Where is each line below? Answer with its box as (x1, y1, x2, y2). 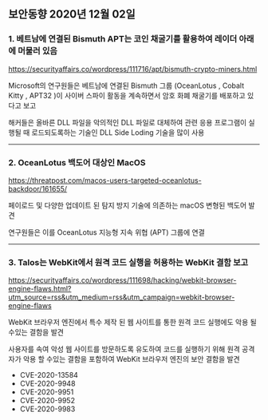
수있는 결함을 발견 (8, 327, 64, 337)
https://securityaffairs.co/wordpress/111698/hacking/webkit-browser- (8, 275, 237, 285)
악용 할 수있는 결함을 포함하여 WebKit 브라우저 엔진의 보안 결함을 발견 (22, 355, 241, 364)
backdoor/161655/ (8, 184, 68, 193)
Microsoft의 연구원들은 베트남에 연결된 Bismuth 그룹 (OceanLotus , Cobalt (8, 81, 245, 90)
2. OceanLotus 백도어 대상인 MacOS (8, 157, 146, 168)
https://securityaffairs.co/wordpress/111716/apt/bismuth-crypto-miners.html (8, 64, 258, 73)
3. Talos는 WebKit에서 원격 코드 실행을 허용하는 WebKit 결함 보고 (8, 256, 249, 267)
